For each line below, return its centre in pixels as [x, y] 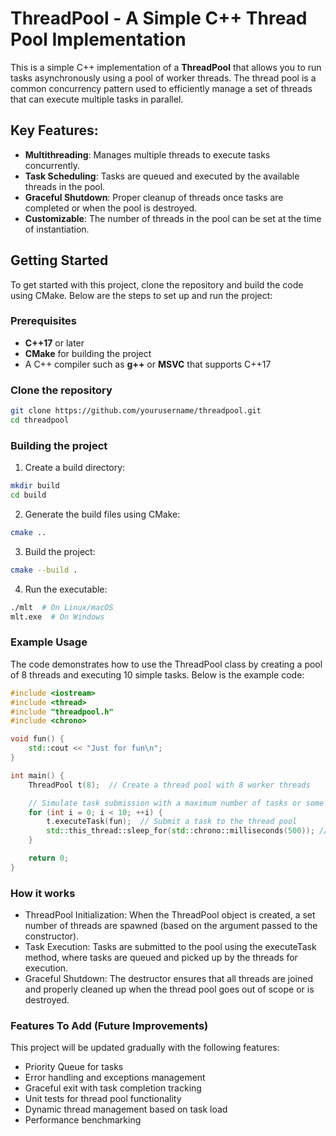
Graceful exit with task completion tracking [113, 1088]
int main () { [37, 775]
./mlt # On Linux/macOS [62, 607]
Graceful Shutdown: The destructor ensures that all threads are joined [169, 979]
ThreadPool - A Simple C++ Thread [159, 18]
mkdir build [35, 486]
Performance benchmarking [83, 1120]
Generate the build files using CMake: [102, 514]
